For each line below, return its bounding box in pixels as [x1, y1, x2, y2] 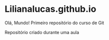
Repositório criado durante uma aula [4, 29, 79, 35]
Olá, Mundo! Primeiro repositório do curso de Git [4, 20, 105, 26]
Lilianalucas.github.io [4, 3, 97, 15]
